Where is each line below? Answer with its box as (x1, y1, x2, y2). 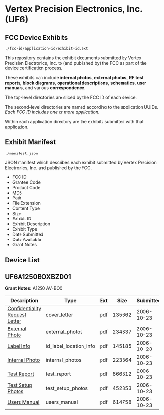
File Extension (12, 200, 41, 206)
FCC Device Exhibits (5, 33, 68, 42)
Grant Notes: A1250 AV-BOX (5, 285, 62, 291)
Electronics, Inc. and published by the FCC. (5, 165, 92, 171)
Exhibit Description (12, 221, 50, 227)
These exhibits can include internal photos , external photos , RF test (5, 75, 144, 80)
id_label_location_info (45, 343, 95, 349)
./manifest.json (5, 151, 38, 156)
